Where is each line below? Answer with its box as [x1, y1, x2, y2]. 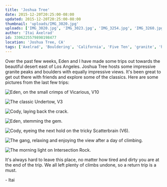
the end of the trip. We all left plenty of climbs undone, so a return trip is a [5, 162, 157, 168]
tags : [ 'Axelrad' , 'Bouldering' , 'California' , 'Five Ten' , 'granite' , [5, 44, 157, 49]
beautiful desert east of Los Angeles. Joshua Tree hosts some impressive [5, 63, 156, 69]
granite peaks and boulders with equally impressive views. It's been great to [5, 68, 162, 75]
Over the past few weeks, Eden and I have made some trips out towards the [5, 58, 161, 64]
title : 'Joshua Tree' [5, 7, 50, 12]
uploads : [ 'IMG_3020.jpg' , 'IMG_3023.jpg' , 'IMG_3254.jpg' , [5, 26, 133, 31]
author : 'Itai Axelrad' [5, 30, 55, 35]
